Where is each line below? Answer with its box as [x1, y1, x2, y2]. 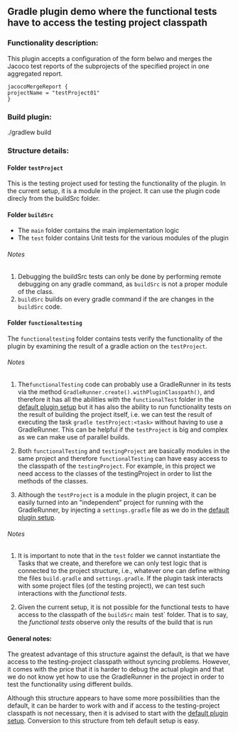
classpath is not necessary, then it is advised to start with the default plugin [7, 709, 229, 718]
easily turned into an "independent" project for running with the [17, 498, 204, 506]
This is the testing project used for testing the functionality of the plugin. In [7, 179, 226, 187]
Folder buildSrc [7, 210, 54, 219]
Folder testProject [7, 163, 64, 172]
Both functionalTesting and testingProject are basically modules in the [17, 447, 230, 455]
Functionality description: [7, 38, 99, 48]
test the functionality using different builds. [7, 680, 134, 689]
